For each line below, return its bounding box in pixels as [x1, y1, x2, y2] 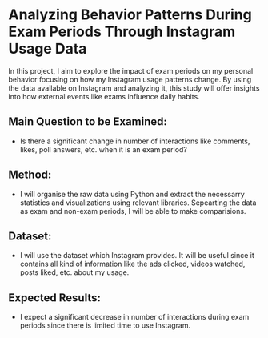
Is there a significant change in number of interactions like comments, [19, 136, 250, 146]
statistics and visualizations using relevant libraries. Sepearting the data [19, 198, 257, 207]
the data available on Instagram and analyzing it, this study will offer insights [8, 82, 260, 93]
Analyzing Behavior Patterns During [8, 6, 252, 24]
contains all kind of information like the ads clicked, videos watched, [19, 259, 246, 269]
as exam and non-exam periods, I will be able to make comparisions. [19, 206, 246, 215]
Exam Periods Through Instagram [8, 22, 236, 41]
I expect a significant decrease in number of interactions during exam [19, 312, 250, 322]
